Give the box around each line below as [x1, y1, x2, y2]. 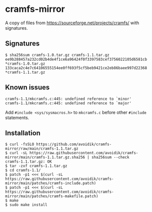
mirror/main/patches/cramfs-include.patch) [5, 181, 97, 186]
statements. [5, 115, 30, 121]
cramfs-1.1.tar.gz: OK [5, 159, 52, 164]
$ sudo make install [5, 203, 48, 208]
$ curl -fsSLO [5, 142, 35, 147]
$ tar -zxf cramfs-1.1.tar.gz [5, 164, 68, 169]
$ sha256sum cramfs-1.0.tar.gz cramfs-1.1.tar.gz [5, 52, 110, 57]
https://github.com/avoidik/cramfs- [36, 142, 112, 147]
